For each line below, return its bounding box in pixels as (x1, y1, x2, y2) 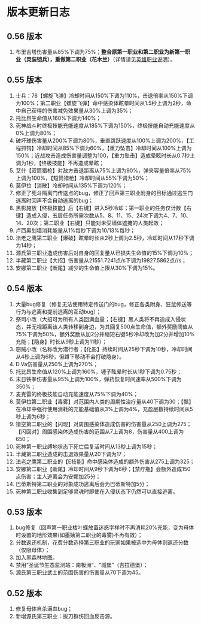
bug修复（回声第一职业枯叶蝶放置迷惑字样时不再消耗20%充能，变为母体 (15, 524, 194, 531)
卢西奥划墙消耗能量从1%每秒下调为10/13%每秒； (15, 227, 135, 234)
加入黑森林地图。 (15, 554, 58, 561)
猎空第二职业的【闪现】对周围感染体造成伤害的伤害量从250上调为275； (15, 420, 192, 427)
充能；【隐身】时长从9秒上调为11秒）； (15, 338, 107, 345)
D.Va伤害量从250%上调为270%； (15, 360, 99, 367)
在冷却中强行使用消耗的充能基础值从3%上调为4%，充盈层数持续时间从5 (15, 405, 193, 412)
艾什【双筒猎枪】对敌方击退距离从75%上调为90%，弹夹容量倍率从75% (15, 167, 191, 174)
